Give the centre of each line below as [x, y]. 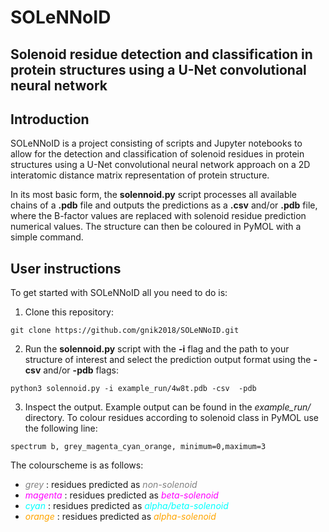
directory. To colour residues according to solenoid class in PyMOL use [171, 418]
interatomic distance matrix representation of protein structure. [140, 175]
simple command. [47, 237]
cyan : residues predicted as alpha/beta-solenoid [126, 506]
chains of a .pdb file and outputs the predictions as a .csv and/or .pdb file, [164, 205]
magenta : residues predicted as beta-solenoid [121, 495]
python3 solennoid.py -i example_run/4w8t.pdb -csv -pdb [133, 389]
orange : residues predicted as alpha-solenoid [120, 517]
